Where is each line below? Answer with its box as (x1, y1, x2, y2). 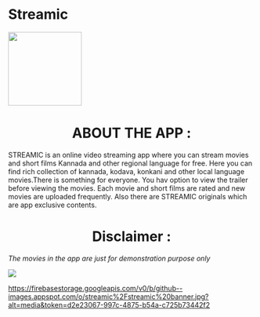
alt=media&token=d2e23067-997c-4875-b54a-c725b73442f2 (8, 300, 211, 309)
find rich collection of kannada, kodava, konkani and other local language (8, 166, 245, 176)
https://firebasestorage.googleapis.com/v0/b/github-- (8, 283, 183, 293)
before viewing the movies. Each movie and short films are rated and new (8, 183, 245, 193)
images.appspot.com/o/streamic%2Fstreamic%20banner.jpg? (8, 292, 209, 301)
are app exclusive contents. (8, 200, 97, 210)
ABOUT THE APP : (71, 124, 192, 142)
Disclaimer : (92, 228, 172, 246)
